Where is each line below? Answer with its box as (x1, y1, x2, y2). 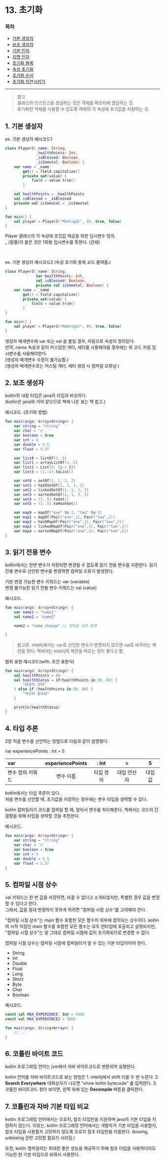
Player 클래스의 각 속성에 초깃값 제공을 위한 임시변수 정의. (5, 233, 116, 239)
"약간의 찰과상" (23, 691, 50, 696)
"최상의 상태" (23, 682, 47, 687)
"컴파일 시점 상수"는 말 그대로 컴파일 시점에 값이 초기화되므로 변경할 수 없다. (5, 929, 151, 936)
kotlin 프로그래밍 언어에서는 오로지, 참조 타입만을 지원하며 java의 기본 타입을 (5, 1117, 151, 1122)
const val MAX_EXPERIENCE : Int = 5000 (5, 1012, 84, 1017)
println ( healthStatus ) (14, 705, 60, 710)
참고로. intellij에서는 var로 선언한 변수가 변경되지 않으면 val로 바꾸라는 (17, 641, 151, 647)
